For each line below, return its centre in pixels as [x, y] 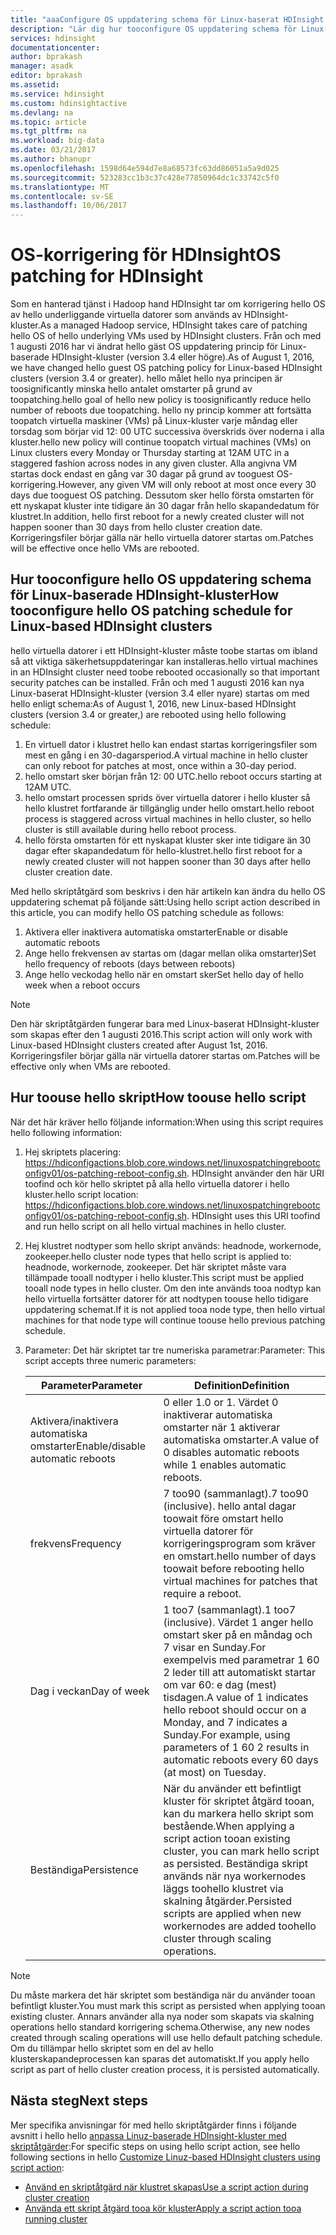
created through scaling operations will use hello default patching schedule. [166, 2037]
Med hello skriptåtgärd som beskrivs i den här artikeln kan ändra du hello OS [168, 891]
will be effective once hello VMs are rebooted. [105, 548]
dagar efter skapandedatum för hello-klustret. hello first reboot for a [163, 850]
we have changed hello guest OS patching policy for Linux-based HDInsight [166, 368]
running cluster [56, 2218]
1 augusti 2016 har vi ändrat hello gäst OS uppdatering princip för [144, 347]
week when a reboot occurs [82, 985]
